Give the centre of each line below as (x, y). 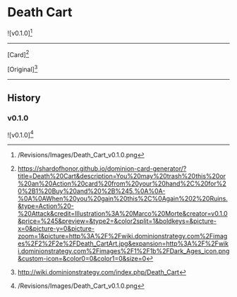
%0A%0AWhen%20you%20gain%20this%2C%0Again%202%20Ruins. (122, 199)
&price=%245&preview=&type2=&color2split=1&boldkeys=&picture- (117, 221)
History (24, 98)
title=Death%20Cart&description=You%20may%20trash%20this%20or (122, 176)
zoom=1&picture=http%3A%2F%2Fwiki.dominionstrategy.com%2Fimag (122, 236)
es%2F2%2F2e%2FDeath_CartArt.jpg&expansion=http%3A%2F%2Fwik (123, 243)
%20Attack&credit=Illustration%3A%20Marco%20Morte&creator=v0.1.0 (122, 214)
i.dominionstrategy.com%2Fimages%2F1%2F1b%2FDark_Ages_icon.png (123, 251)
